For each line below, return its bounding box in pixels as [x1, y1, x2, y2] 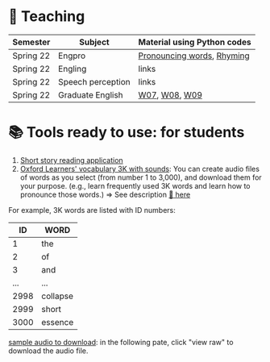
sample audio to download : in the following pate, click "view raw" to [8, 337, 234, 347]
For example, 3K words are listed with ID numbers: [8, 205, 176, 214]
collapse [41, 290, 74, 302]
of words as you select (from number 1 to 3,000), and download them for [19, 173, 262, 182]
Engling [57, 63, 87, 74]
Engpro [57, 50, 86, 61]
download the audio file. [8, 346, 89, 356]
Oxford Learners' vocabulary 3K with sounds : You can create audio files [19, 164, 260, 173]
